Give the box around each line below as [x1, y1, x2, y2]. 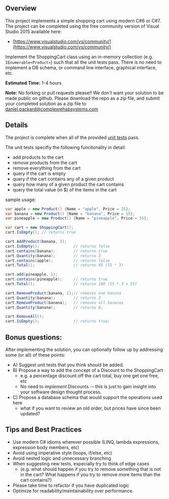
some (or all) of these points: [5, 352, 65, 358]
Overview [5, 4, 37, 13]
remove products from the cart [12, 159, 77, 165]
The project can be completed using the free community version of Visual [5, 23, 159, 29]
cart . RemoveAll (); [5, 314, 44, 319]
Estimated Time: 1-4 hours [5, 80, 62, 86]
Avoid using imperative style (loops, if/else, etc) [12, 450, 113, 456]
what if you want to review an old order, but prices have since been [20, 405, 161, 411]
